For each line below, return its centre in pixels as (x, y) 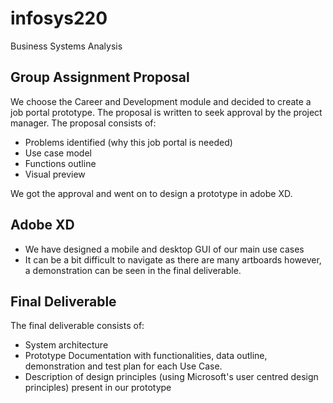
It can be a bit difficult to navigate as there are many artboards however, (173, 259)
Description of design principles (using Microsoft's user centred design (171, 377)
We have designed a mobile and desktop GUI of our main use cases (164, 249)
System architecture (66, 345)
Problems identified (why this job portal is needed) (128, 142)
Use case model (58, 153)
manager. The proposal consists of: (83, 123)
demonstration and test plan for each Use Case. (123, 366)
